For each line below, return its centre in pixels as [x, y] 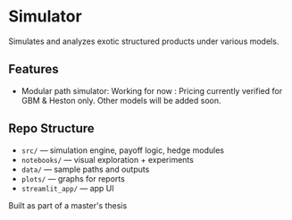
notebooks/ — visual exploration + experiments [107, 159]
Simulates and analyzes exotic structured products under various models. [144, 41]
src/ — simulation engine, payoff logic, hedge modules [123, 150]
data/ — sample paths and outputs [85, 169]
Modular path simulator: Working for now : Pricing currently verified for [152, 90]
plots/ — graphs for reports [73, 178]
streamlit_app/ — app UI [68, 188]
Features [33, 69]
